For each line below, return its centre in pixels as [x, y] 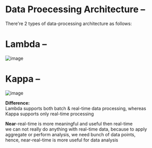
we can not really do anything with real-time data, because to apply [76, 129]
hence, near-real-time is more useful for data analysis [62, 140]
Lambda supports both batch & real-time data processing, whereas [76, 108]
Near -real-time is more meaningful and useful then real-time [69, 124]
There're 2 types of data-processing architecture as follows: [69, 23]
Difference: [18, 103]
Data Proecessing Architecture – [75, 9]
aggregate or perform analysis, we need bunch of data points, [71, 134]
